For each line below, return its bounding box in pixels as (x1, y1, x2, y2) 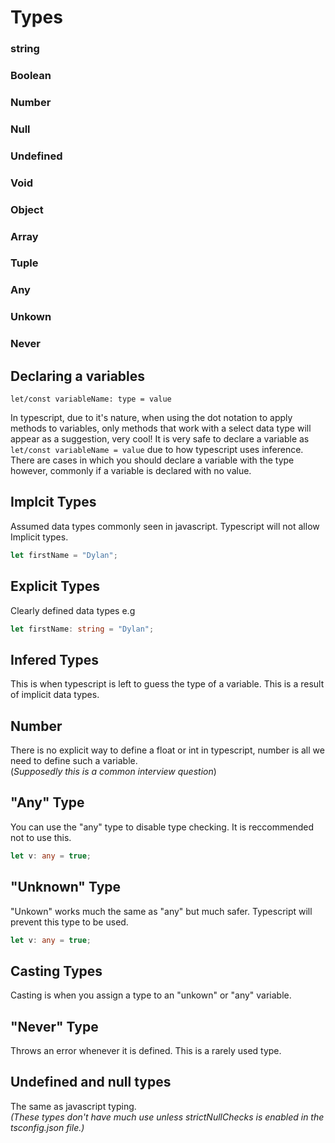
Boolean (10, 69, 52, 83)
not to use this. (10, 831, 72, 843)
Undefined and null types (10, 1074, 172, 1091)
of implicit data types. (10, 689, 100, 701)
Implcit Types (10, 494, 97, 511)
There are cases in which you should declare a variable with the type (10, 454, 295, 466)
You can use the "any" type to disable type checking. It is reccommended (10, 821, 314, 833)
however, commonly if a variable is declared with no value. (10, 465, 252, 477)
